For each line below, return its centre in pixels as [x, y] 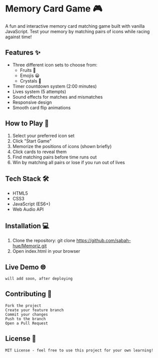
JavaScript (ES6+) [31, 204]
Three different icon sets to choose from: [55, 64]
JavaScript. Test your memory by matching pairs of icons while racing [77, 31]
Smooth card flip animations [42, 107]
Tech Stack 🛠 [27, 178]
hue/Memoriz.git [30, 246]
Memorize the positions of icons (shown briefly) [62, 146]
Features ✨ [23, 53]
